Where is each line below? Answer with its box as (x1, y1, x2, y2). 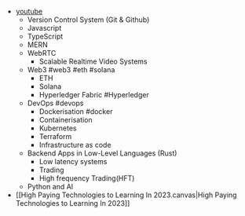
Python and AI (27, 182, 74, 191)
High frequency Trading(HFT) (38, 174, 135, 183)
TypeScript (27, 31, 64, 41)
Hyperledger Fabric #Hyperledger (38, 90, 149, 99)
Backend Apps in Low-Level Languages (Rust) (27, 148, 177, 158)
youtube (15, 7, 43, 16)
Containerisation (38, 115, 93, 124)
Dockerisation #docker (38, 107, 113, 116)
